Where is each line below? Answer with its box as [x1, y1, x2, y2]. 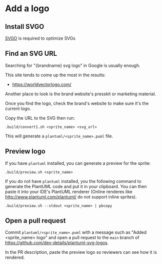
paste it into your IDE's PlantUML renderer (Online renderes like [5, 189, 133, 195]
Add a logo [5, 3, 50, 14]
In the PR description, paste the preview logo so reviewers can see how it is [5, 249, 157, 255]
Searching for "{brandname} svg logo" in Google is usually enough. [5, 62, 141, 68]
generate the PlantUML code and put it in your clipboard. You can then [5, 183, 147, 189]
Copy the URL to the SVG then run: [5, 115, 75, 121]
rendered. [5, 255, 25, 261]
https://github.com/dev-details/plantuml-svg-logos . [5, 240, 109, 246]
